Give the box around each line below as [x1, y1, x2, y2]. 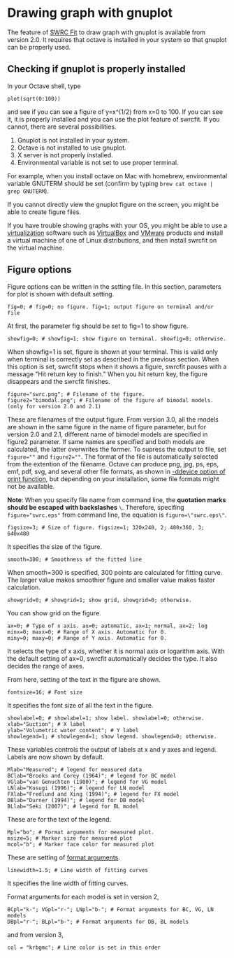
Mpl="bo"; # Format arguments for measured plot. [7, 829, 155, 836]
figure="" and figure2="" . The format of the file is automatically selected [7, 452, 219, 461]
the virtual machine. [7, 243, 65, 252]
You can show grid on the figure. [7, 608, 101, 617]
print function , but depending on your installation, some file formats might [7, 474, 220, 483]
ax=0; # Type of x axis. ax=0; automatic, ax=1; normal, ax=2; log [7, 622, 208, 629]
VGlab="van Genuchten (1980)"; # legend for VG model [7, 778, 168, 785]
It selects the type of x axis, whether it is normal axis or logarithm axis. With [7, 647, 225, 655]
